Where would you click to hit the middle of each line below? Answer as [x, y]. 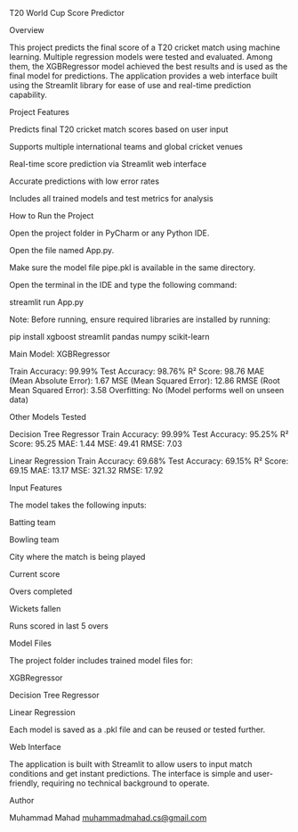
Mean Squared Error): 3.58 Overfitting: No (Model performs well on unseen [147, 390]
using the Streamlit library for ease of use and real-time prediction [130, 85]
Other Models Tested [48, 417]
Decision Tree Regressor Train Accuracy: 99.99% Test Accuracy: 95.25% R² [149, 434]
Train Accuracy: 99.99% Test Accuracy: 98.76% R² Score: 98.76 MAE [137, 371]
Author [22, 800]
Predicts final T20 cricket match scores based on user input [119, 129]
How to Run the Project [52, 216]
